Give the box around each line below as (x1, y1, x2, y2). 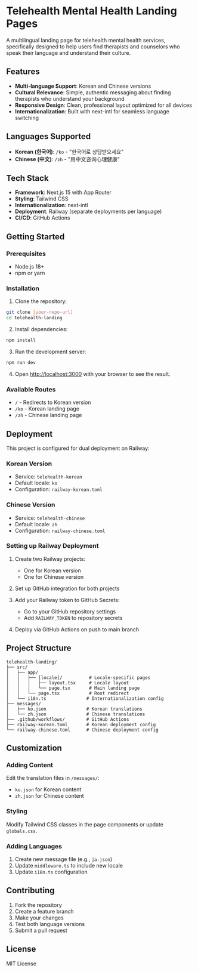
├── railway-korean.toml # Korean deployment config (6, 721, 156, 727)
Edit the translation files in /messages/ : (6, 774, 100, 782)
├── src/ (6, 664, 28, 670)
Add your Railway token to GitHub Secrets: (14, 596, 120, 603)
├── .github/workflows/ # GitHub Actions (6, 716, 129, 723)
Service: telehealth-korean (14, 473, 82, 480)
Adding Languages (6, 842, 63, 850)
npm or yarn (14, 270, 45, 277)
